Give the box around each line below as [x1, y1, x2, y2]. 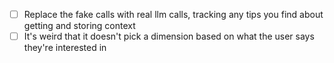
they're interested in [23, 42, 107, 54]
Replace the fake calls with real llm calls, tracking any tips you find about [23, 9, 324, 20]
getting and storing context [23, 20, 136, 32]
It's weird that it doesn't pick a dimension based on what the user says [23, 30, 315, 43]
